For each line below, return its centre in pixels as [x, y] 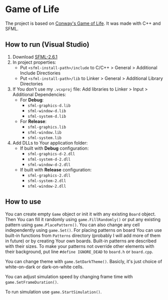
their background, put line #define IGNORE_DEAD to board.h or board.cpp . [79, 251]
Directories [31, 83]
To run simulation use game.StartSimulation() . [54, 291]
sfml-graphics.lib [47, 127]
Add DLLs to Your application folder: [50, 143]
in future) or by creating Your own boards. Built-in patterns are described [81, 241]
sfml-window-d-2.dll [49, 165]
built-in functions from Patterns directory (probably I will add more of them [83, 235]
